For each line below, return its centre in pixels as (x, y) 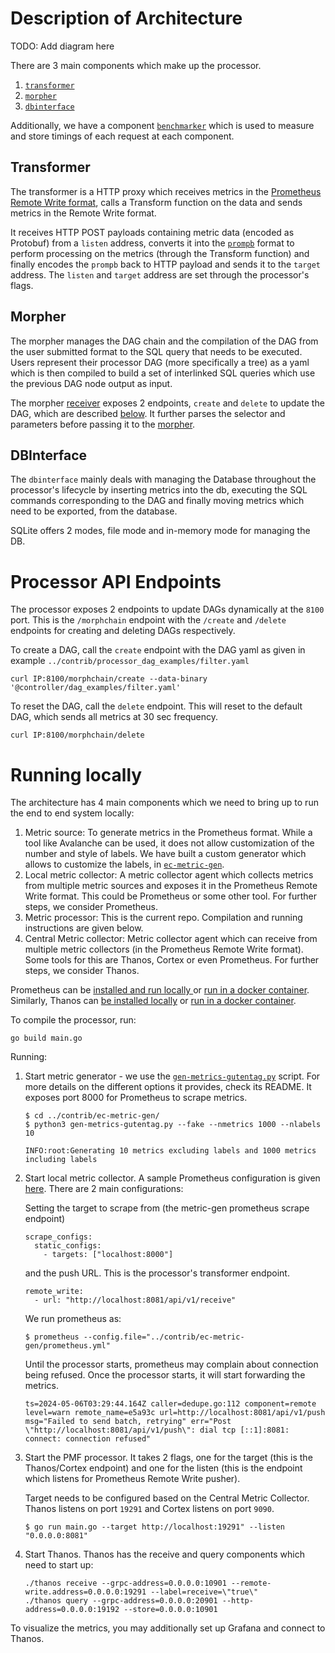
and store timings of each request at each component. (122, 136)
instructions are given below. (84, 928)
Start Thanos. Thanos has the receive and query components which (164, 1554)
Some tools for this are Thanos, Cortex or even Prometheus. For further (172, 960)
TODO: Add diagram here (62, 46)
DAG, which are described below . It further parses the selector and (148, 413)
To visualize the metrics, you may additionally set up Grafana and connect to (168, 1628)
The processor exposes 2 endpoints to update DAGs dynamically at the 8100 (167, 609)
